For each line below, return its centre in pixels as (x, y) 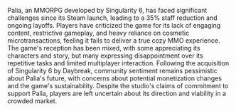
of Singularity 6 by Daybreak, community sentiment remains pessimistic (113, 71)
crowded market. (32, 101)
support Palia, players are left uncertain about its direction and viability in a (117, 93)
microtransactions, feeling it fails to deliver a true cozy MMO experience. (114, 41)
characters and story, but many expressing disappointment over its (106, 55)
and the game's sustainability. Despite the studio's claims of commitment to (118, 86)
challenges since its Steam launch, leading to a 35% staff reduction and (113, 18)
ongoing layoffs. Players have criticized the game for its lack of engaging (114, 25)
